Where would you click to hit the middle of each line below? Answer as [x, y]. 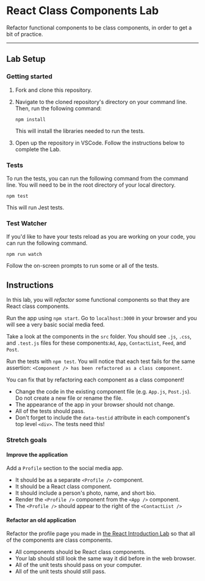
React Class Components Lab [83, 11]
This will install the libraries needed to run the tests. [80, 131]
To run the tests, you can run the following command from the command [97, 178]
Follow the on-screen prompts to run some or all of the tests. [83, 266]
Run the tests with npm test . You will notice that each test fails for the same [101, 361]
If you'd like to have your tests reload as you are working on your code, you [101, 237]
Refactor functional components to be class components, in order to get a [99, 28]
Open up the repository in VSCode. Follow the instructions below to [100, 143]
